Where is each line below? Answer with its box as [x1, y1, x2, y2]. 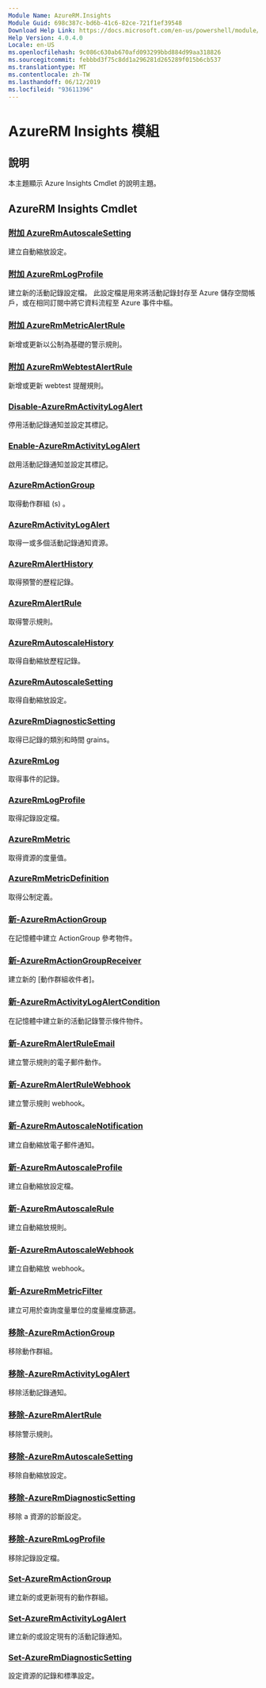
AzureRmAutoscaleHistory [8, 636, 114, 648]
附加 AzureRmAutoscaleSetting [8, 227, 132, 238]
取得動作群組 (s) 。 [8, 498, 70, 508]
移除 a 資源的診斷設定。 [8, 1512, 85, 1521]
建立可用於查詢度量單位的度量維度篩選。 [8, 1305, 140, 1314]
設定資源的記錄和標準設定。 [8, 1671, 99, 1681]
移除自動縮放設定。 [8, 1470, 71, 1480]
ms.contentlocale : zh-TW [8, 71, 90, 79]
